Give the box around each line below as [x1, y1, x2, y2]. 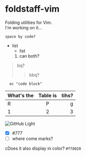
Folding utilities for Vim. [5, 19, 52, 25]
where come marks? [12, 136, 53, 141]
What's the [7, 92, 34, 98]
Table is [38, 92, 57, 98]
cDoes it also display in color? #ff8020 [5, 145, 81, 152]
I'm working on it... [5, 24, 42, 30]
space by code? [5, 34, 36, 39]
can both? [19, 53, 40, 59]
